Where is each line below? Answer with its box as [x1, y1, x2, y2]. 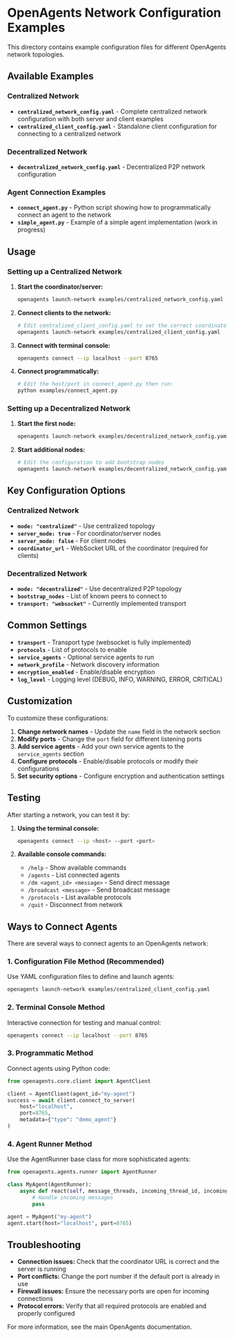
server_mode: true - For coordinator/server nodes [17, 529, 162, 538]
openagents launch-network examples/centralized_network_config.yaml [17, 296, 224, 303]
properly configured [17, 1309, 75, 1318]
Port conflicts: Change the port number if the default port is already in [17, 1272, 220, 1281]
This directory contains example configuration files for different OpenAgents [7, 43, 226, 51]
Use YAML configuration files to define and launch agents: [7, 973, 175, 981]
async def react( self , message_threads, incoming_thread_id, [19, 1187, 201, 1194]
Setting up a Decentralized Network [7, 404, 131, 413]
